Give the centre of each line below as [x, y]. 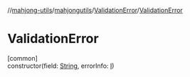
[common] [22, 58]
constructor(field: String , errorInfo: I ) [61, 66]
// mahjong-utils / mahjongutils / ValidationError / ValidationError [95, 10]
